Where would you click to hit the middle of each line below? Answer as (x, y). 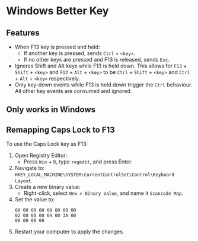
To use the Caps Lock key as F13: (47, 144)
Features (23, 33)
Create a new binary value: (48, 187)
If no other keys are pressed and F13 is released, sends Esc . (97, 60)
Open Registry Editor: (41, 156)
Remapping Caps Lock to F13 (61, 129)
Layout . (23, 181)
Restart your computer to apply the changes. (69, 232)
